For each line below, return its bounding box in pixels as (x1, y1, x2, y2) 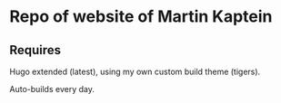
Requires (9, 42, 62, 58)
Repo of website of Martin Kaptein (9, 6, 273, 27)
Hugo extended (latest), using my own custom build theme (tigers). (9, 66, 261, 77)
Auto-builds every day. (9, 84, 95, 94)
